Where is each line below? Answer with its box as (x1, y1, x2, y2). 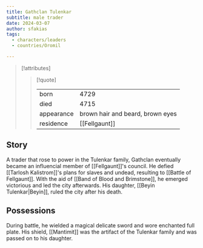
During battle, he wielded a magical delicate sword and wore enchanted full (6, 221, 195, 229)
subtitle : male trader (6, 15, 64, 21)
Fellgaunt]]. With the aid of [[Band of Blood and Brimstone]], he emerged (6, 175, 188, 182)
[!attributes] (21, 64, 51, 71)
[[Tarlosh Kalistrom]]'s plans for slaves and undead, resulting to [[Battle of (6, 169, 191, 176)
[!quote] (36, 76, 56, 83)
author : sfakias (6, 25, 47, 32)
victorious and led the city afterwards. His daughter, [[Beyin (6, 181, 155, 189)
